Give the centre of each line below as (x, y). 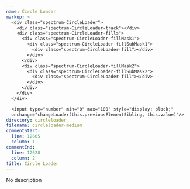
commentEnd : (20, 147)
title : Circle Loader (32, 164)
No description (24, 180)
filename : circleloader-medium (44, 126)
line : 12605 (26, 136)
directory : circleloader (36, 120)
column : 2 (23, 158)
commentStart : (23, 131)
